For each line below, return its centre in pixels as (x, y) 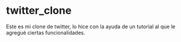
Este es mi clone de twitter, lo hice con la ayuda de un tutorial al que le (91, 26)
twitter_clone (39, 11)
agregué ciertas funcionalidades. (46, 32)
